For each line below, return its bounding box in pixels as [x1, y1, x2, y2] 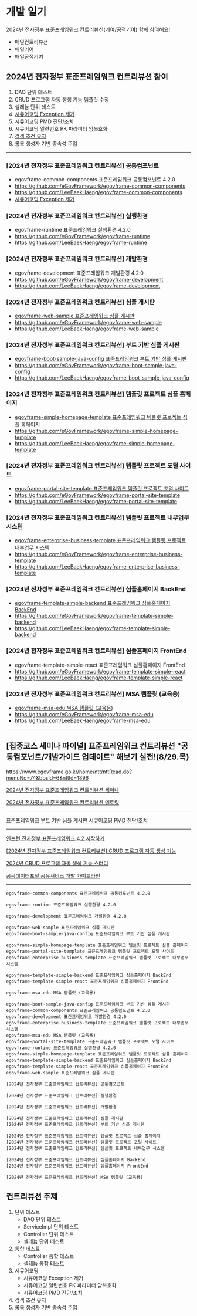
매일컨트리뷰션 [14, 38, 48, 45]
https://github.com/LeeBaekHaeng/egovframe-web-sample [14, 325, 159, 332]
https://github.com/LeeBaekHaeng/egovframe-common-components [14, 189, 183, 196]
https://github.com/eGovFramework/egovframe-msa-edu [14, 711, 154, 718]
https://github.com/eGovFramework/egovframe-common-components [14, 182, 186, 190]
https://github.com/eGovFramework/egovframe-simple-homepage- [14, 427, 178, 434]
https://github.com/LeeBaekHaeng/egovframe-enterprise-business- [14, 563, 180, 570]
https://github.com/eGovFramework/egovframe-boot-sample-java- [14, 362, 177, 369]
